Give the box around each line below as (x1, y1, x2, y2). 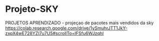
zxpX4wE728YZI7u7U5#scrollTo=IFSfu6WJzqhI (5, 30, 104, 36)
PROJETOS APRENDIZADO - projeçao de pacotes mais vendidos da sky (5, 20, 154, 26)
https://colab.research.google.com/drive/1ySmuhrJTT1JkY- (5, 25, 128, 31)
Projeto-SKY (5, 3, 59, 15)
